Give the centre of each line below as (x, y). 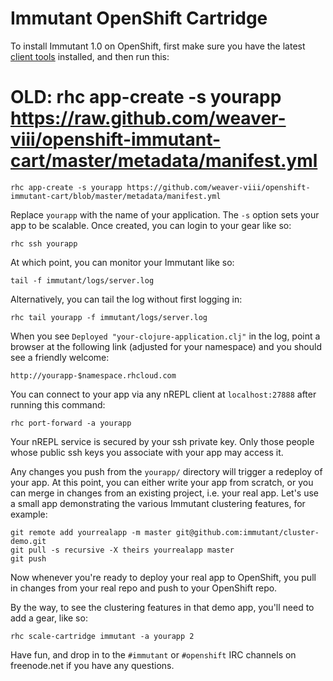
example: (29, 514)
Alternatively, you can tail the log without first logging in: (126, 299)
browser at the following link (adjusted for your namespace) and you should (166, 346)
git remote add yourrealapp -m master (91, 532)
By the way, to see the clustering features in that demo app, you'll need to (162, 607)
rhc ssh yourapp (44, 243)
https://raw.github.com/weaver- (148, 118)
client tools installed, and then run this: (90, 56)
